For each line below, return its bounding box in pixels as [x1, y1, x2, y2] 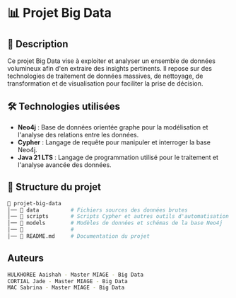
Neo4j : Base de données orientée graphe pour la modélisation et [17, 122, 208, 131]
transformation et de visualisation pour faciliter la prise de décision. [7, 79, 203, 88]
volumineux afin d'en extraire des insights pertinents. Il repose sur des [7, 64, 212, 72]
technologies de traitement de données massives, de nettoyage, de [7, 71, 203, 80]
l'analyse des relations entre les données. [17, 130, 139, 139]
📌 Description [7, 38, 69, 50]
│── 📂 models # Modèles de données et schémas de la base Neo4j [7, 219, 223, 227]
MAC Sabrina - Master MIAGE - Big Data [7, 284, 125, 292]
